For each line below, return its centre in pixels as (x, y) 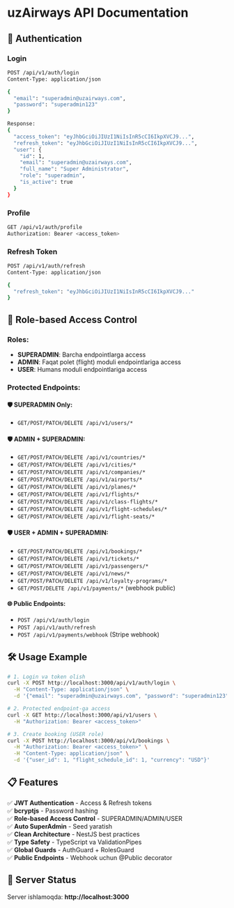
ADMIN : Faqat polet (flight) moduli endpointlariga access (99, 362)
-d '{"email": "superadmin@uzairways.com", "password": (96, 696)
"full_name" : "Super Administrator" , (75, 169)
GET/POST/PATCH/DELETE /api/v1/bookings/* (80, 551)
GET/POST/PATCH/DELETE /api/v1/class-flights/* (87, 502)
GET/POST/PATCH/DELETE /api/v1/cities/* (77, 465)
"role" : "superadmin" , (53, 175)
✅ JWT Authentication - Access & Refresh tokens (79, 803)
